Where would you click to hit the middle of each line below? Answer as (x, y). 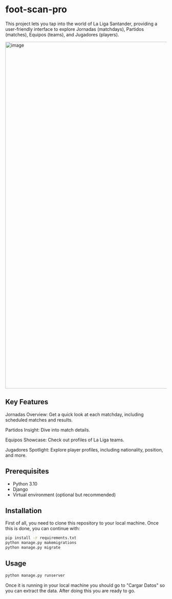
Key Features (27, 402)
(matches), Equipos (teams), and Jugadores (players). (62, 34)
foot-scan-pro (36, 10)
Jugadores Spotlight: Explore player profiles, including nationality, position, (84, 450)
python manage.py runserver (35, 575)
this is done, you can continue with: (43, 529)
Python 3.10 (25, 483)
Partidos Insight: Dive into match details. (48, 429)
